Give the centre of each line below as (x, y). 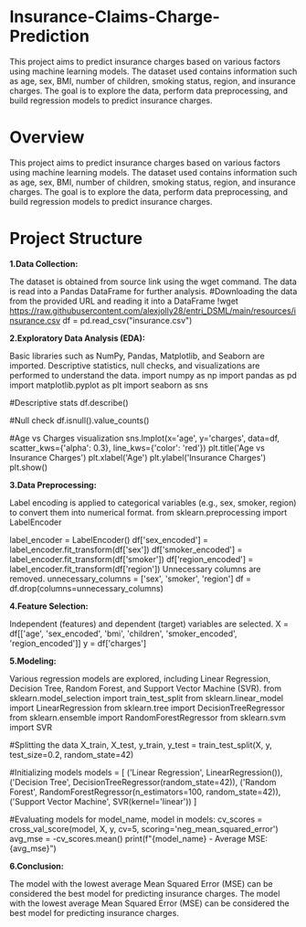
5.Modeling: (33, 661)
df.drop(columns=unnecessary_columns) (87, 588)
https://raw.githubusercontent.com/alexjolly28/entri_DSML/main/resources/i (153, 310)
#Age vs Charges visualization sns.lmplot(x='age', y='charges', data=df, (145, 438)
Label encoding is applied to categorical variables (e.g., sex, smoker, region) (153, 502)
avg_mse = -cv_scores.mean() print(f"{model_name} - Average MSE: (138, 838)
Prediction (49, 36)
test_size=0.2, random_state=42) (72, 754)
